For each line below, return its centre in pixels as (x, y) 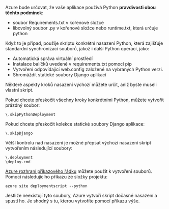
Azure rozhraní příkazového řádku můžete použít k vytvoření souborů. (79, 171)
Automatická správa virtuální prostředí (53, 58)
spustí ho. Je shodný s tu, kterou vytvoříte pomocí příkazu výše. (73, 201)
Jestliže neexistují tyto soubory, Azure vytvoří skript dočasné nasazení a (81, 196)
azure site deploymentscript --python (46, 186)
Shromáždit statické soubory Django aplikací (59, 75)
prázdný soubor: (23, 105)
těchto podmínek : (24, 13)
